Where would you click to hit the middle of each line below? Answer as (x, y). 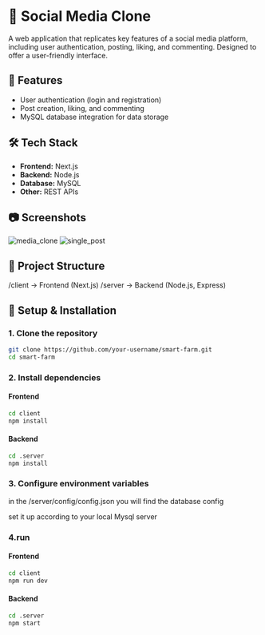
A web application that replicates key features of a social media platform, (128, 38)
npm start (25, 623)
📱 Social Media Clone (80, 16)
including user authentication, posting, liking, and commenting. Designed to (132, 46)
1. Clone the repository (53, 333)
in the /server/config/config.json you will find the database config (116, 501)
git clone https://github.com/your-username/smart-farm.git (111, 349)
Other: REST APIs (49, 192)
